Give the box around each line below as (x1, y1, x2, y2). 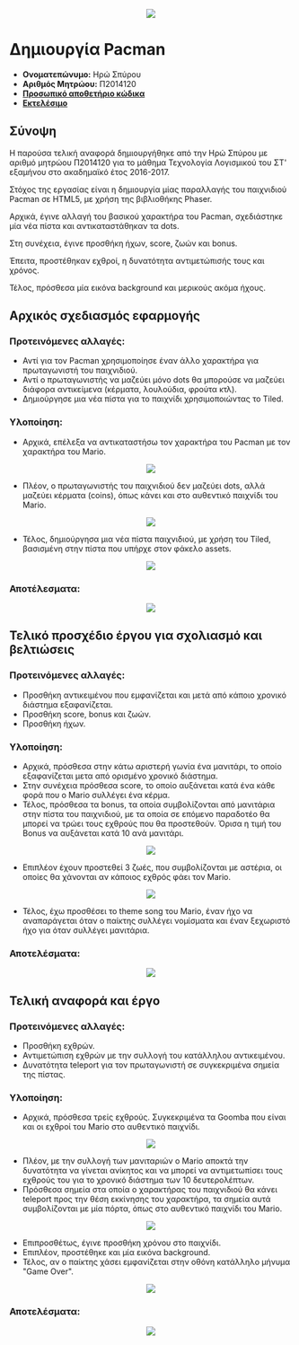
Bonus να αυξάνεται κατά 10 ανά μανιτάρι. (22, 828, 184, 839)
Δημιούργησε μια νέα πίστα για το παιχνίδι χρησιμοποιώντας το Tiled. (22, 393, 285, 404)
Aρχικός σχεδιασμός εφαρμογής (9, 308, 200, 323)
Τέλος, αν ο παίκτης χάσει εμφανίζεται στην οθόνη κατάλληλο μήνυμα (22, 1257, 290, 1268)
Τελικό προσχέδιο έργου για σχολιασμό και (9, 629, 263, 644)
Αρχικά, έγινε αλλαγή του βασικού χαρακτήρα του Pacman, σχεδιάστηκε (9, 211, 284, 222)
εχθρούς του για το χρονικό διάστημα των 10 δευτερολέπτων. (22, 1174, 255, 1185)
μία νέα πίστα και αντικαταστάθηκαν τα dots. (9, 220, 180, 231)
